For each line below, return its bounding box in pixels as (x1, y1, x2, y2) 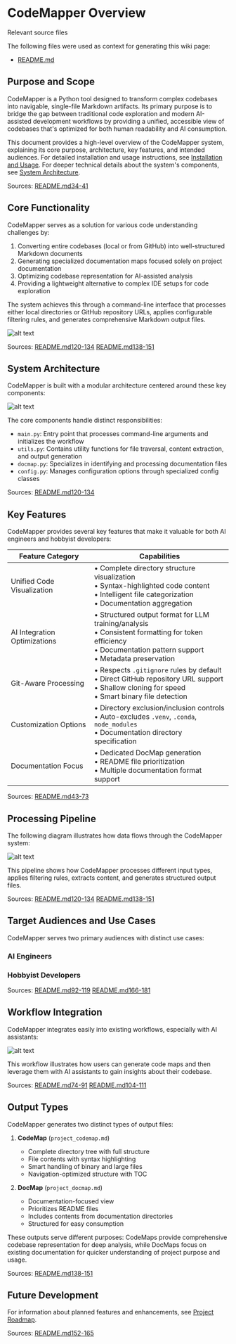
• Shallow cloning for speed (93, 683, 186, 693)
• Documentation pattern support (93, 645, 204, 655)
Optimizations (11, 636, 57, 646)
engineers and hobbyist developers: (7, 535, 112, 543)
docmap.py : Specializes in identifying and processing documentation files (17, 459, 228, 468)
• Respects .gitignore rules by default (93, 665, 222, 675)
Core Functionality (7, 202, 90, 214)
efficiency (93, 636, 127, 646)
